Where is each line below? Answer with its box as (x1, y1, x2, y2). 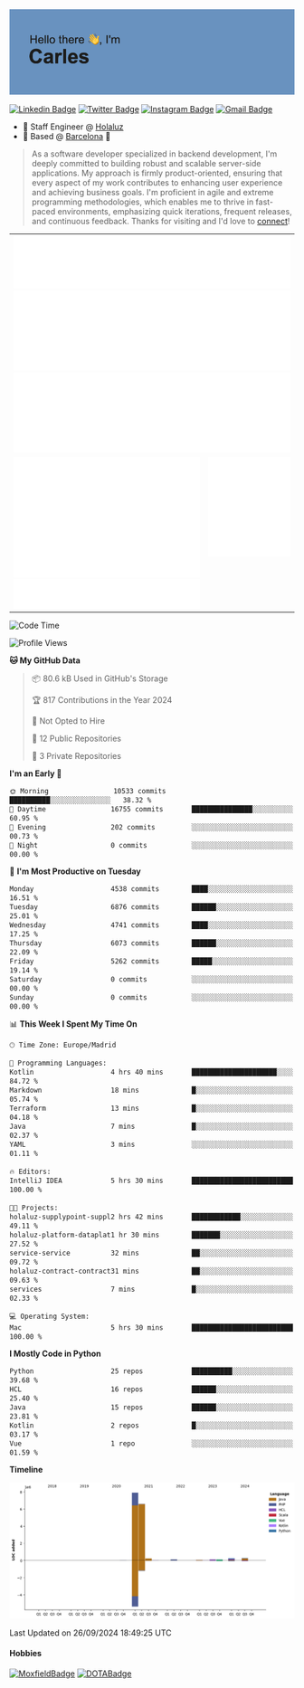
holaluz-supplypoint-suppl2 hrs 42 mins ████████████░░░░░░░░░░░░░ (9, 1212, 294, 1222)
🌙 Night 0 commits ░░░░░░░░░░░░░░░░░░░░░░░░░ (9, 841, 294, 850)
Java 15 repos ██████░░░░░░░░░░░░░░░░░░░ (9, 1403, 294, 1412)
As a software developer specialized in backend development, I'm (31, 148, 278, 159)
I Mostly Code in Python (9, 1348, 101, 1360)
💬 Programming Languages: (9, 1058, 107, 1068)
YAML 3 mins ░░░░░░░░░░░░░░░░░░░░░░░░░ (9, 1140, 294, 1150)
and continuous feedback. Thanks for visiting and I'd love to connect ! (31, 216, 290, 227)
